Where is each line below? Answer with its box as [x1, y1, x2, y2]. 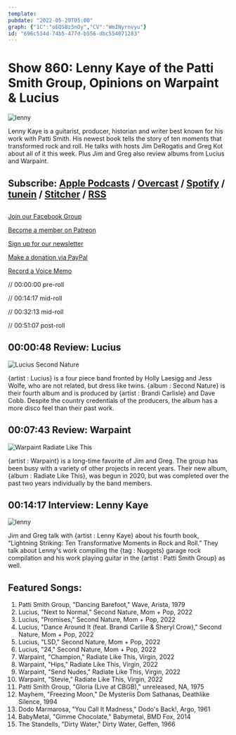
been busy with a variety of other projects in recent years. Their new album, [8, 464, 228, 472]
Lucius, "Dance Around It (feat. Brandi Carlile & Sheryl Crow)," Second [18, 623, 222, 632]
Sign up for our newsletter [8, 239, 84, 248]
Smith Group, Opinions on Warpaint [8, 75, 219, 91]
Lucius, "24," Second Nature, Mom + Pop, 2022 [18, 645, 157, 654]
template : [8, 10, 37, 18]
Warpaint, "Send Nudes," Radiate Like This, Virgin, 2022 [18, 667, 181, 676]
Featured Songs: [8, 582, 82, 594]
